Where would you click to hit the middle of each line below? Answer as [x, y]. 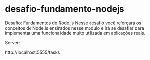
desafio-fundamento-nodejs [65, 9]
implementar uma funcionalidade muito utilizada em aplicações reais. [75, 33]
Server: [13, 42]
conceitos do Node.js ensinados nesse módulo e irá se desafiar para [75, 28]
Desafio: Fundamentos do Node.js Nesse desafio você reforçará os [73, 23]
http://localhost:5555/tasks [32, 52]
